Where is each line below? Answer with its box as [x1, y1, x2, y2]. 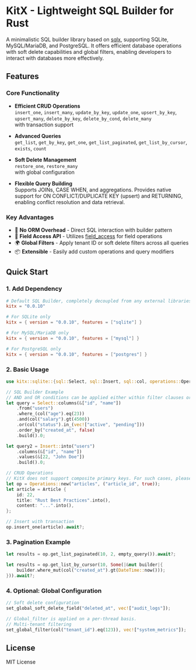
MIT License [6, 658, 36, 665]
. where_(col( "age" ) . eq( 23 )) [16, 411, 85, 417]
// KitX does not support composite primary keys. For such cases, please [6, 476, 192, 482]
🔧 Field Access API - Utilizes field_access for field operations [14, 232, 163, 239]
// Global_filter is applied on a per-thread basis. [6, 616, 137, 621]
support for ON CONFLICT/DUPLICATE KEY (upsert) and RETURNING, [14, 192, 183, 200]
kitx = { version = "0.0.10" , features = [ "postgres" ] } [6, 351, 148, 358]
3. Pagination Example [6, 538, 71, 546]
